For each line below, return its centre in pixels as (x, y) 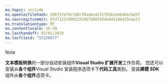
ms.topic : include (24, 10)
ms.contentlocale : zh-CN (31, 29)
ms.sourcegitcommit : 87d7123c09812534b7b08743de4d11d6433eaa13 (73, 19)
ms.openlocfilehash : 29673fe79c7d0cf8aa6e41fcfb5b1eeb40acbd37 (73, 15)
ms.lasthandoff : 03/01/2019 (35, 33)
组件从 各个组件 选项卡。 (29, 75)
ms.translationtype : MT (30, 24)
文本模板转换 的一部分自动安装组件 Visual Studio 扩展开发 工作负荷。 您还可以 (84, 62)
